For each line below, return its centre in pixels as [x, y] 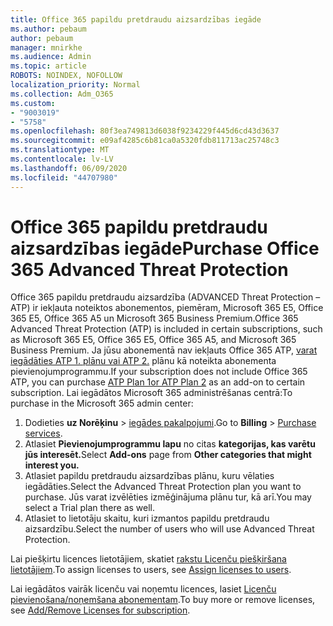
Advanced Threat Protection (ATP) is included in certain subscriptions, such [166, 329]
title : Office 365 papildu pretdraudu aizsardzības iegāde [136, 19]
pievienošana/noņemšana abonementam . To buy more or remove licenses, [163, 600]
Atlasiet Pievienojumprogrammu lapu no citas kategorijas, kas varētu [170, 444]
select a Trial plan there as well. [90, 508]
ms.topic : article [48, 66]
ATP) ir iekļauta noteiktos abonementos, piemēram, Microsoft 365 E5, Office [167, 308]
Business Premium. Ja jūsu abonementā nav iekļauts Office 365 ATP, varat [164, 350]
